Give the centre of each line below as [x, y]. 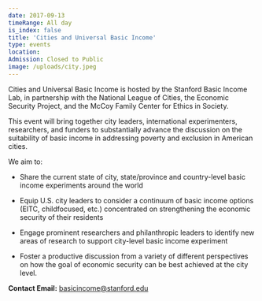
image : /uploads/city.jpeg [52, 67]
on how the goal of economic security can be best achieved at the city [134, 264]
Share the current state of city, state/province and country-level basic [133, 177]
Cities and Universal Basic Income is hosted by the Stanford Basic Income [128, 89]
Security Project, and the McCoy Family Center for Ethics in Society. [118, 106]
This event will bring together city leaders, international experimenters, [123, 121]
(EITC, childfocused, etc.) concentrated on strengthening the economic [135, 209]
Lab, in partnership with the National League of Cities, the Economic [119, 97]
